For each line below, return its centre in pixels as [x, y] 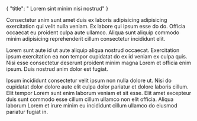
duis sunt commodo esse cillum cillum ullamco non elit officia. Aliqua [90, 99]
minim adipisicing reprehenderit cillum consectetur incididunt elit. [86, 39]
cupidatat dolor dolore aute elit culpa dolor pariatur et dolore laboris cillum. [97, 87]
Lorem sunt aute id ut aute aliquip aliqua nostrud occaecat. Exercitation [93, 50]
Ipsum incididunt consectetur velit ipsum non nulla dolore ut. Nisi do [89, 80]
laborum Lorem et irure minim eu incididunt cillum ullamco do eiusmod [92, 105]
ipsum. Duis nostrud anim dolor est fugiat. [57, 69]
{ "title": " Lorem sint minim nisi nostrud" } [57, 9]
